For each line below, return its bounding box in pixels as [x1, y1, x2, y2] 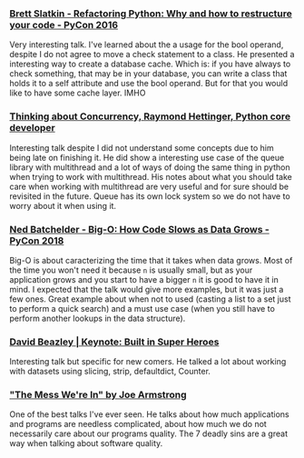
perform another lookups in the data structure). [9, 313, 186, 324]
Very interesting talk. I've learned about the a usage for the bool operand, [9, 39, 284, 50]
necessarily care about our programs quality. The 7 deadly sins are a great [9, 428, 289, 439]
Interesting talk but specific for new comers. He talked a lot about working [9, 356, 287, 367]
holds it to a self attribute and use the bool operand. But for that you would [9, 78, 289, 89]
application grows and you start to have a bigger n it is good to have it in [9, 274, 279, 284]
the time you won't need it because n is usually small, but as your [9, 264, 253, 275]
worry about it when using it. [9, 200, 116, 211]
